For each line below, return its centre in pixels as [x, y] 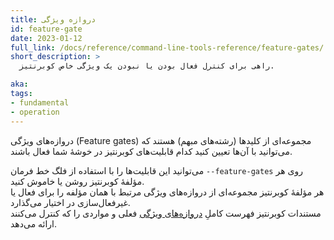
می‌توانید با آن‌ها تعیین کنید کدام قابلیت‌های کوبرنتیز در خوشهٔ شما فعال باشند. [151, 151]
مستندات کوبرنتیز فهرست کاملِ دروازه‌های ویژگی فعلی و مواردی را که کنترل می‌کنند [166, 213]
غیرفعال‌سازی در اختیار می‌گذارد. [70, 202]
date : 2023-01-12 [46, 38]
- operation [35, 112]
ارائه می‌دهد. [34, 223]
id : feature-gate [46, 29]
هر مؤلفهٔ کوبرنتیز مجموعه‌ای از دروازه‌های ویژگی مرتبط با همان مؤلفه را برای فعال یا [167, 192]
